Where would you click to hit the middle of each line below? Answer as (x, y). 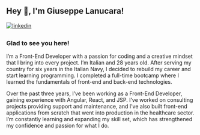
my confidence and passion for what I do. (58, 126)
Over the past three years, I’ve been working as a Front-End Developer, (94, 93)
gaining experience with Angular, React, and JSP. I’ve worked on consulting (100, 100)
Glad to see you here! (38, 43)
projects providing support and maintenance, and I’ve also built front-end (97, 107)
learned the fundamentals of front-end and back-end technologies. (89, 82)
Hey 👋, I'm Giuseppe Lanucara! (65, 11)
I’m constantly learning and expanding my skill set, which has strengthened (99, 119)
